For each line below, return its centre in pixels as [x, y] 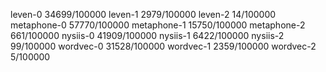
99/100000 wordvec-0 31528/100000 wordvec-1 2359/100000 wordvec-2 [163, 46]
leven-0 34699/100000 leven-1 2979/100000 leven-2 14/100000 [143, 14]
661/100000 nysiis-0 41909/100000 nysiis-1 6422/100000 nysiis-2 [147, 35]
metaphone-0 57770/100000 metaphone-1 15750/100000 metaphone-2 [158, 25]
